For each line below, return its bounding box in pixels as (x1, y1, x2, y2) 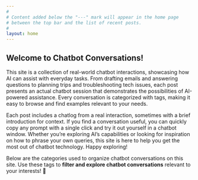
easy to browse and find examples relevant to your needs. (6, 100, 148, 107)
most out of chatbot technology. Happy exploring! (6, 143, 128, 150)
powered (6, 93, 28, 101)
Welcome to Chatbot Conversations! (6, 53, 144, 63)
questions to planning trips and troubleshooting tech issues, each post (6, 81, 178, 88)
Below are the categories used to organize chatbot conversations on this (6, 154, 184, 162)
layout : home (6, 31, 39, 37)
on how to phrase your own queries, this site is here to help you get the (6, 137, 180, 144)
